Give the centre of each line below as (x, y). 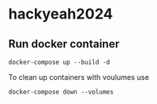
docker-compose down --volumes (61, 92)
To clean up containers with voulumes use (79, 77)
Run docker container (64, 44)
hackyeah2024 (61, 14)
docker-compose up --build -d (59, 62)
